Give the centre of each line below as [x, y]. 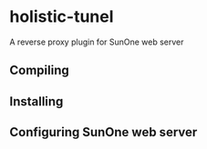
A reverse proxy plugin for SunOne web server [97, 42]
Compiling [40, 70]
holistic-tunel [62, 17]
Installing [36, 101]
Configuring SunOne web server [103, 132]
